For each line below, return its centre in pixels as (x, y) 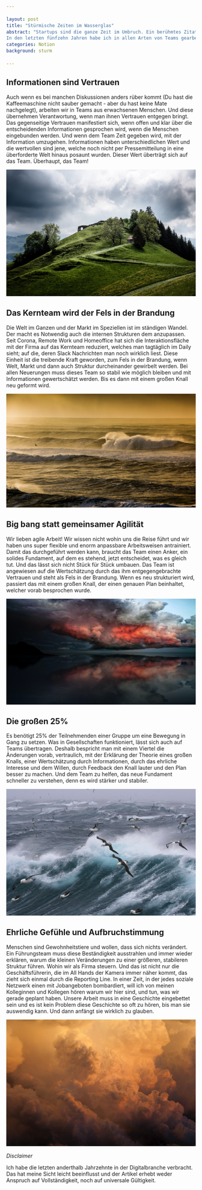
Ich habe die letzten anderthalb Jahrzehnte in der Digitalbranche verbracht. (99, 1167)
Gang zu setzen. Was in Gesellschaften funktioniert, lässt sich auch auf (94, 742)
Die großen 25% (37, 721)
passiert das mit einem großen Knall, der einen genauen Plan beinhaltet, (95, 584)
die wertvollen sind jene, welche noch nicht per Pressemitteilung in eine (95, 148)
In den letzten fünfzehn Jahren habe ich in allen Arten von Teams (93, 38)
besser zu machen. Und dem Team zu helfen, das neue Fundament (89, 774)
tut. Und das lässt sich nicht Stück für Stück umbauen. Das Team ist (90, 564)
